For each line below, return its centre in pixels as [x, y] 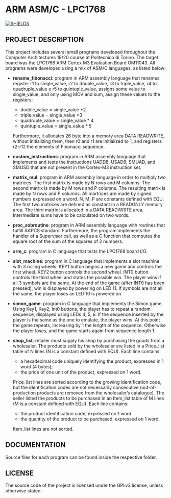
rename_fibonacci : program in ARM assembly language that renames [86, 78]
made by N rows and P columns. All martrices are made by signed [82, 193]
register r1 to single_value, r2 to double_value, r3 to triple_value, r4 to [85, 83]
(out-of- [148, 387]
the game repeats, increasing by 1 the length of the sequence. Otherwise [89, 325]
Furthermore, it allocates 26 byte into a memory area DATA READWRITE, [89, 136]
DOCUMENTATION [35, 445]
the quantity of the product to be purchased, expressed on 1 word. [90, 419]
